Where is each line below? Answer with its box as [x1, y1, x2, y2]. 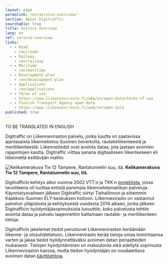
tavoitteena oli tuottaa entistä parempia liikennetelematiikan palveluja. [5, 184, 149, 190]
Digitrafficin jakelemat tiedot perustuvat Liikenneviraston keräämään [5, 226, 146, 232]
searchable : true [5, 21, 42, 27]
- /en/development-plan [14, 77, 64, 82]
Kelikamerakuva [125, 164, 160, 170]
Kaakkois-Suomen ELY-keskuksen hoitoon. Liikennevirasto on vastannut [5, 195, 154, 201]
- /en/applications [14, 86, 55, 92]
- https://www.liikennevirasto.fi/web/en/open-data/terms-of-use [14, 96, 154, 101]
